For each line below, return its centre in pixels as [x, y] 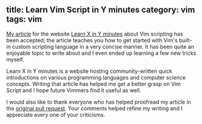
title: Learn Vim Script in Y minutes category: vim [101, 10]
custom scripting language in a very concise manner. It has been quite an [103, 46]
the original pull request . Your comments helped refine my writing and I [94, 108]
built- [185, 40]
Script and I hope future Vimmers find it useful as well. [74, 90]
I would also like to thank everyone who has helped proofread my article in [99, 102]
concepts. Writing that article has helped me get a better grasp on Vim [93, 84]
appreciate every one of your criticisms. [56, 114]
